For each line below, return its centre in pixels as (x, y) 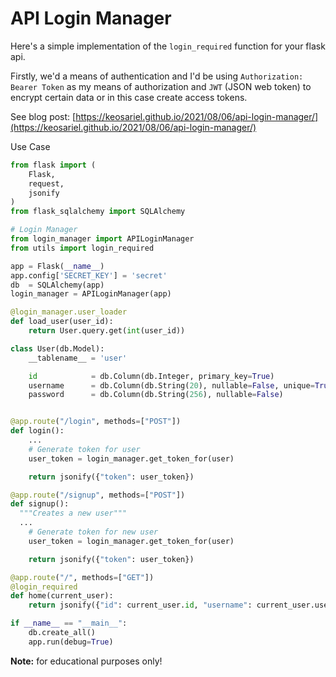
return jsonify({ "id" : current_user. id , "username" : (140, 605)
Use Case (30, 146)
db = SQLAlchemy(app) (57, 285)
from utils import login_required (82, 248)
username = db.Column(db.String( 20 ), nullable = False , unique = (171, 385)
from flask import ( (53, 165)
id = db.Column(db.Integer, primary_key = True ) (151, 376)
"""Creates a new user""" (73, 513)
